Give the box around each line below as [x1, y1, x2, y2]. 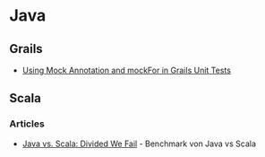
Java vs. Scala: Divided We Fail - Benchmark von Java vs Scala [21, 138, 257, 149]
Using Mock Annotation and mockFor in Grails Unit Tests [21, 65, 231, 75]
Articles [9, 118, 45, 130]
